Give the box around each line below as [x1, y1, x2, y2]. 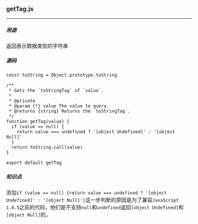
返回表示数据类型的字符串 [6, 42, 68, 50]
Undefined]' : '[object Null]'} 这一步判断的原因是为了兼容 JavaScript [6, 196, 179, 203]
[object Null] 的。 [6, 211, 51, 218]
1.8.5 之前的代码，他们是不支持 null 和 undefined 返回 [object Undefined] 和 [6, 204, 184, 211]
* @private [8, 98, 35, 104]
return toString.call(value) [11, 144, 83, 150]
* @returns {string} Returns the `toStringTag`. [8, 108, 131, 114]
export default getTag [6, 160, 62, 166]
